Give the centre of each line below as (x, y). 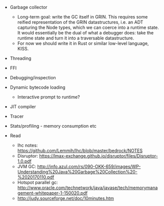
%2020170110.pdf (36, 177)
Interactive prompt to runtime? (48, 97)
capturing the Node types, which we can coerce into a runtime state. (88, 27)
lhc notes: (27, 145)
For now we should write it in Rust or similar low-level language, (83, 43)
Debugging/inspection (33, 78)
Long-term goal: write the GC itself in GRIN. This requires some (82, 17)
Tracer (17, 116)
